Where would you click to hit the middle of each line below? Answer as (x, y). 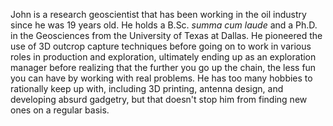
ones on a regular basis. (60, 110)
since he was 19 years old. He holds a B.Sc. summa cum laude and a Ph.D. (164, 25)
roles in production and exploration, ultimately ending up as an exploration (163, 57)
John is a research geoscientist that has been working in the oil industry (158, 14)
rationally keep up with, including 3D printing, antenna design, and (147, 88)
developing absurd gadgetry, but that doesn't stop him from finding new (159, 99)
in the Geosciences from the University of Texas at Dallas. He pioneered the (166, 35)
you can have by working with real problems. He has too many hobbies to (161, 78)
